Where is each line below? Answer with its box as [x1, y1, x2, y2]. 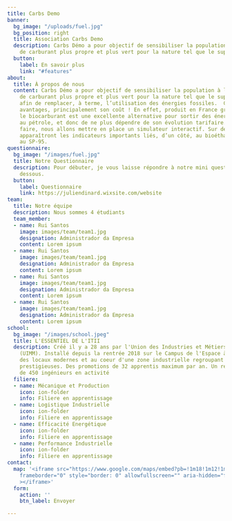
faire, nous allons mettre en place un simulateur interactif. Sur [19, 126, 217, 132]
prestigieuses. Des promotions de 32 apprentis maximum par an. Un [19, 363, 217, 370]
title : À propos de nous [13, 81, 85, 88]
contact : [7, 460, 32, 466]
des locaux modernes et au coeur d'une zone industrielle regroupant [19, 357, 224, 364]
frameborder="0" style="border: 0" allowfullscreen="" [19, 472, 181, 479]
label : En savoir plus [19, 61, 85, 68]
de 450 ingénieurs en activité [19, 369, 110, 376]
